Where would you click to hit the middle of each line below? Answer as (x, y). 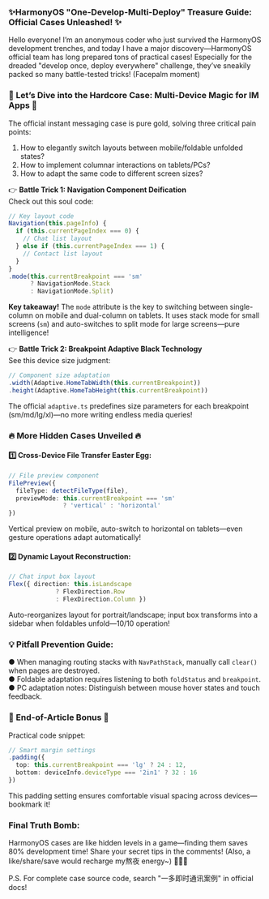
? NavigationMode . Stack (70, 284)
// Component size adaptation (60, 375)
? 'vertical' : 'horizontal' (112, 506)
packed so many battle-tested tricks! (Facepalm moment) (104, 75)
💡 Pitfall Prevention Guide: (61, 644)
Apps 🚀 (23, 105)
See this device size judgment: (60, 361)
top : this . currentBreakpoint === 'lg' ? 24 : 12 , (101, 765)
